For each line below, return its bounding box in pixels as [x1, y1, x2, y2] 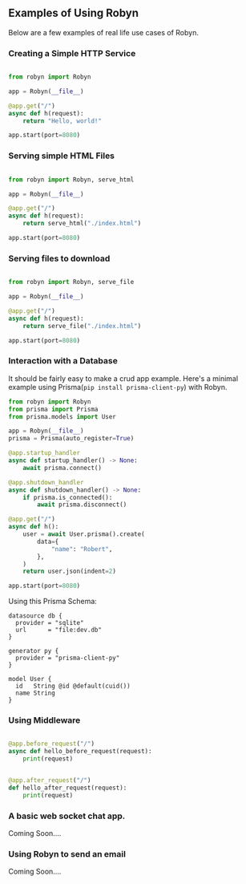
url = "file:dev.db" [15, 626, 103, 635]
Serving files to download [8, 253, 111, 264]
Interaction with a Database [8, 355, 118, 367]
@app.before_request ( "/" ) [8, 740, 95, 748]
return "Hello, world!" [22, 116, 103, 125]
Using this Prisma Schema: [8, 597, 98, 606]
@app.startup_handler [8, 449, 81, 457]
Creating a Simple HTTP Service [8, 47, 136, 59]
